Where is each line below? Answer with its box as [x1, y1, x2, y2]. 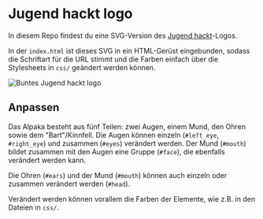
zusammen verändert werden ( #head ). [8, 179, 131, 188]
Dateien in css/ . [8, 202, 59, 212]
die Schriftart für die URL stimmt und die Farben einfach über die [8, 54, 219, 64]
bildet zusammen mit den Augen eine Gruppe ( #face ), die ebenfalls [8, 147, 226, 156]
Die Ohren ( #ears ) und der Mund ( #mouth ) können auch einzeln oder [8, 170, 228, 180]
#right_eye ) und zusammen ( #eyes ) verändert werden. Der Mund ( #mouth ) [8, 139, 246, 148]
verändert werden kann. [8, 155, 87, 165]
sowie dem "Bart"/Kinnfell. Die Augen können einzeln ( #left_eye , [8, 130, 219, 139]
